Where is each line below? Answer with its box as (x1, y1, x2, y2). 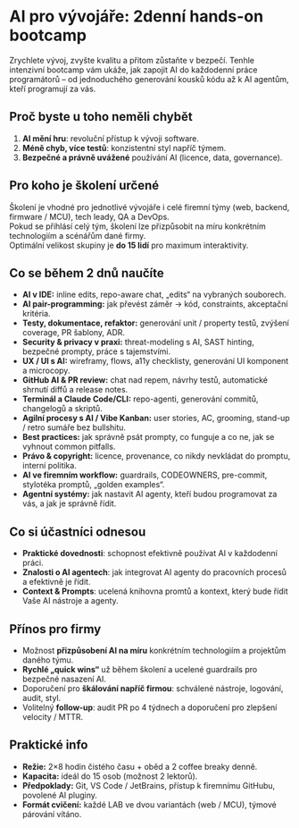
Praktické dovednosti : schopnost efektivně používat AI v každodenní (21, 548, 278, 559)
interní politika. (21, 460, 78, 471)
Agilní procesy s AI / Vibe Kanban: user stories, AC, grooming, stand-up (21, 413, 290, 424)
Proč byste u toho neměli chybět (9, 109, 194, 124)
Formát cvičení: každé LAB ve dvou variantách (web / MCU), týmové (21, 798, 277, 810)
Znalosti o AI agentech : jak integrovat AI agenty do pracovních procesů (21, 567, 287, 578)
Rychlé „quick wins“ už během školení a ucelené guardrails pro (21, 664, 258, 674)
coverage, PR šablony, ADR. (21, 327, 126, 338)
